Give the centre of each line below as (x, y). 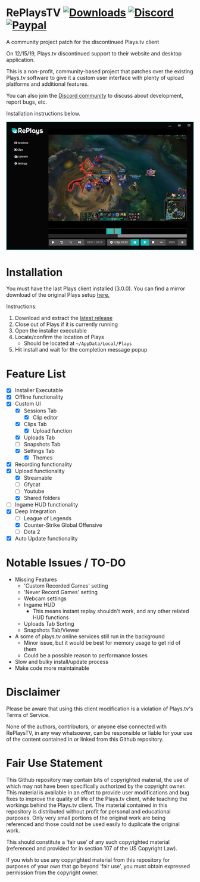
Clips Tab (35, 424)
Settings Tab (39, 451)
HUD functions (51, 617)
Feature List (36, 374)
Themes (43, 457)
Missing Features (36, 579)
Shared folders (42, 498)
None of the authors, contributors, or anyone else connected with (87, 726)
